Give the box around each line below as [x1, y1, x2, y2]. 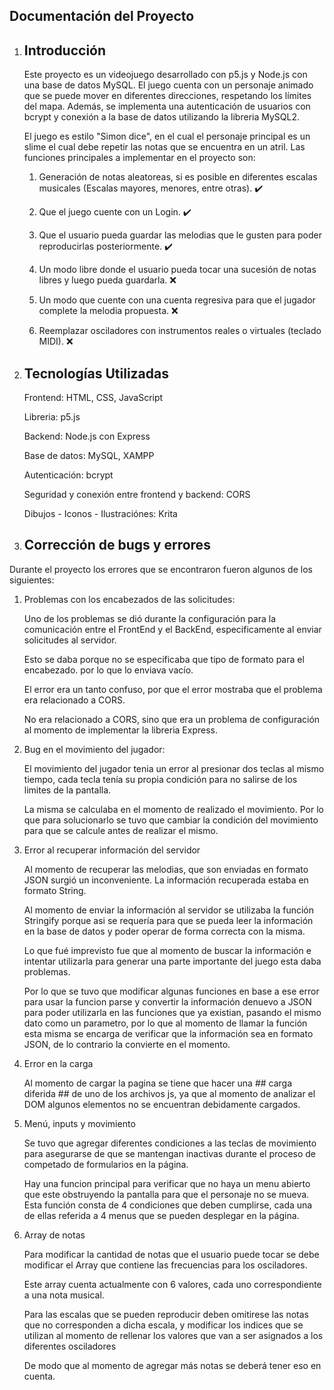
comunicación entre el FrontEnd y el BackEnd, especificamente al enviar [23, 623, 322, 635]
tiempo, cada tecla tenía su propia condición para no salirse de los [23, 773, 298, 785]
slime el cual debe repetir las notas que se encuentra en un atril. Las [23, 141, 306, 153]
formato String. [23, 884, 87, 896]
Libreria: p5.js [23, 411, 81, 423]
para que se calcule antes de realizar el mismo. [23, 824, 219, 836]
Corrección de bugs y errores [23, 537, 211, 554]
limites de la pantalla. [23, 784, 112, 796]
